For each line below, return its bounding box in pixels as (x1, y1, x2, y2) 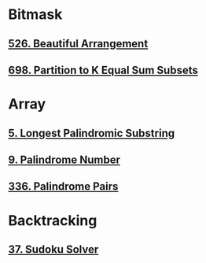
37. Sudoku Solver (8, 243, 99, 256)
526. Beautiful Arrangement (8, 37, 149, 50)
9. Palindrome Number (8, 153, 120, 166)
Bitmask (8, 6, 63, 24)
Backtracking (8, 211, 97, 229)
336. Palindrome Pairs (8, 180, 119, 194)
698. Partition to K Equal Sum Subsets (8, 63, 198, 76)
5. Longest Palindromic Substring (8, 126, 175, 139)
